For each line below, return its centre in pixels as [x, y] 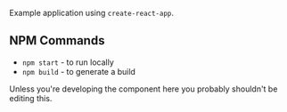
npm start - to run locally [68, 62]
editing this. [31, 98]
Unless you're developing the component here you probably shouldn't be [143, 89]
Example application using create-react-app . [92, 13]
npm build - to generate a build [79, 71]
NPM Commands [57, 40]
